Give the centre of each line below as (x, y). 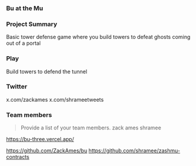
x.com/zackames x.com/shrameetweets (55, 99)
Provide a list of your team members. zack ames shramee (91, 128)
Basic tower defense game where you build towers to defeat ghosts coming (98, 37)
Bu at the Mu (25, 8)
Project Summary (32, 24)
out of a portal (23, 43)
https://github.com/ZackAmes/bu (47, 151)
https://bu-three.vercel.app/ (40, 139)
